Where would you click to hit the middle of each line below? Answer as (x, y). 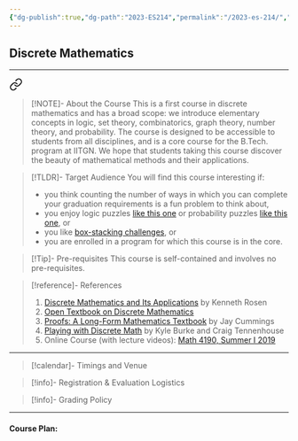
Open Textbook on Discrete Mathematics (119, 312)
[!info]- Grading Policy (71, 400)
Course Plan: (34, 429)
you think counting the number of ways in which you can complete (166, 195)
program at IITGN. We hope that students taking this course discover (156, 151)
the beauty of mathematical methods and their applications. (140, 160)
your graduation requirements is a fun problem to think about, (157, 204)
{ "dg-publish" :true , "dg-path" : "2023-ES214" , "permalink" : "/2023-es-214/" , (149, 17)
